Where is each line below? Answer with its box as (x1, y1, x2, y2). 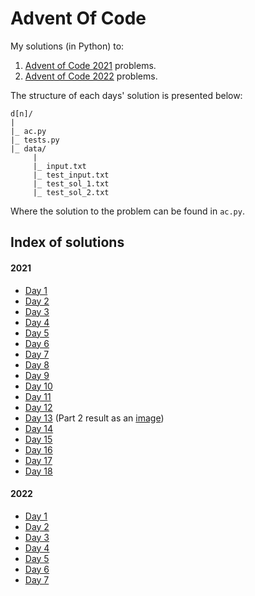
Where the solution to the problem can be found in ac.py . (10, 205, 245, 217)
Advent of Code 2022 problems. (24, 70, 158, 82)
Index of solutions (10, 234, 125, 251)
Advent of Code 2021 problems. (24, 59, 157, 71)
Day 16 (24, 443, 53, 456)
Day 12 (24, 401, 53, 413)
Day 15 (24, 433, 53, 445)
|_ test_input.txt (32, 170, 110, 180)
